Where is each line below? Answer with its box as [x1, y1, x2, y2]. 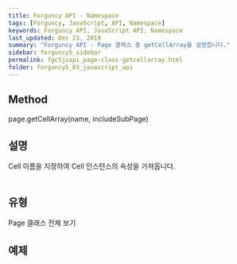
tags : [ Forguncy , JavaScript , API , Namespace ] [8, 19, 165, 27]
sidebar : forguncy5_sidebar [8, 49, 102, 56]
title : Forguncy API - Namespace [8, 11, 119, 20]
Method [8, 93, 49, 107]
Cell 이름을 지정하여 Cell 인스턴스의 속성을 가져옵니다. [8, 161, 176, 171]
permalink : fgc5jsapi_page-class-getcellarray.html [8, 56, 183, 64]
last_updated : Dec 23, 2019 [8, 33, 102, 42]
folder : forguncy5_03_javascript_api [8, 64, 134, 72]
